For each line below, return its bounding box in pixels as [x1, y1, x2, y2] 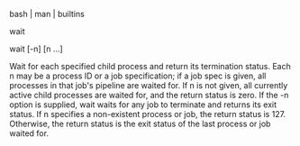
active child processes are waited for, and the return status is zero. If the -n [9, 90, 289, 100]
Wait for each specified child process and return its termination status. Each [9, 61, 291, 71]
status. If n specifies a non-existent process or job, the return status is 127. [9, 109, 286, 119]
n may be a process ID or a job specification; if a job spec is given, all [9, 70, 267, 81]
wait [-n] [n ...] [9, 43, 63, 54]
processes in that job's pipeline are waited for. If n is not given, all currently [9, 80, 288, 90]
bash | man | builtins [9, 9, 86, 19]
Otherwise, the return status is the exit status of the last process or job [9, 118, 271, 129]
